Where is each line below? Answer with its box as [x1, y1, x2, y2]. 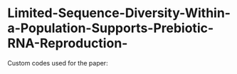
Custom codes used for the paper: [7, 58, 108, 67]
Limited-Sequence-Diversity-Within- [7, 5, 231, 21]
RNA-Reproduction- [7, 36, 128, 51]
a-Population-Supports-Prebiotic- [7, 20, 214, 36]
